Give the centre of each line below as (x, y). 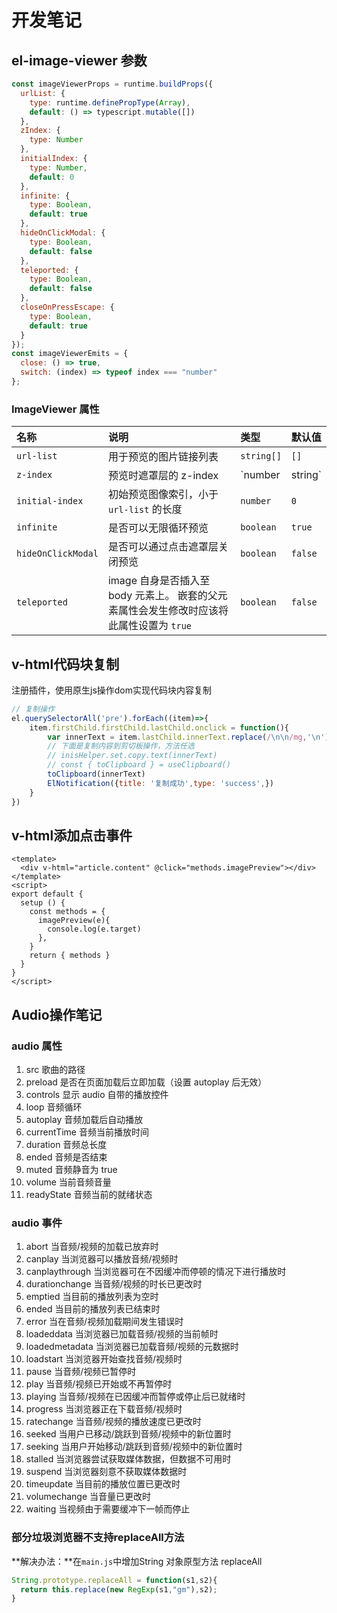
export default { (47, 894)
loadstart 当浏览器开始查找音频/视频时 (104, 1359)
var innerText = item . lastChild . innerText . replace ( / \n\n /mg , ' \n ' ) (188, 737)
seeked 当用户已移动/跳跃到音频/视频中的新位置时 (128, 1434)
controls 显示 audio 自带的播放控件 (97, 1095)
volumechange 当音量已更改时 (88, 1497)
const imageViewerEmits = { (70, 354)
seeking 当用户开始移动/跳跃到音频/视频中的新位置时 (134, 1447)
